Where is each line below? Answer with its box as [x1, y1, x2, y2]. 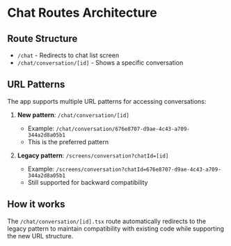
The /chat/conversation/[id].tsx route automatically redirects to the [7, 217, 207, 225]
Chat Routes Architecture [7, 5, 158, 21]
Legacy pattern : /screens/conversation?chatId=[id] [17, 151, 169, 160]
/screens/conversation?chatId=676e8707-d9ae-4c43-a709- [55, 166, 221, 173]
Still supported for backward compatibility [27, 178, 148, 186]
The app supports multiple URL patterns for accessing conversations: [7, 97, 207, 105]
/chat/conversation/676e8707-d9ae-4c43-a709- [55, 125, 190, 132]
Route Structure [7, 33, 78, 45]
